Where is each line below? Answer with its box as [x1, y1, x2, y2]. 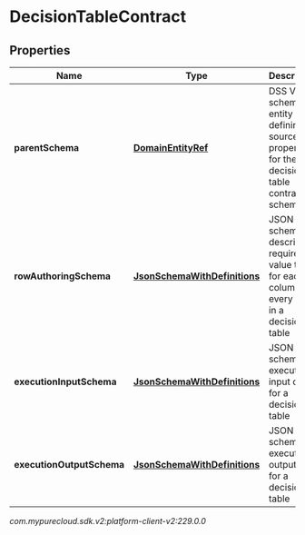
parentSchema [14, 142, 80, 154]
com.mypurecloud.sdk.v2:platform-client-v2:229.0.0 [9, 516, 207, 526]
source [268, 130, 299, 143]
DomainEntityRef [133, 142, 209, 154]
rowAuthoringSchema [14, 270, 112, 282]
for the [268, 153, 298, 165]
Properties [9, 43, 71, 58]
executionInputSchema [14, 375, 117, 388]
